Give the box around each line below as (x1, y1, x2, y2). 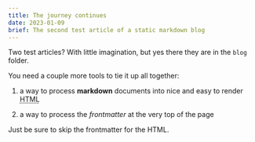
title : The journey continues (8, 11, 107, 20)
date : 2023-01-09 (8, 19, 65, 27)
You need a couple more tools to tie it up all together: (8, 71, 180, 81)
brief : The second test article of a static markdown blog (8, 26, 206, 34)
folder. (8, 56, 29, 65)
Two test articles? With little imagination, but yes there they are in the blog (8, 48, 247, 57)
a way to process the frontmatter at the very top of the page (19, 110, 214, 119)
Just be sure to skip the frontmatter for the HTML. (8, 125, 169, 134)
